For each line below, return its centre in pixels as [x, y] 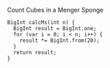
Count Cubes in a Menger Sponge [55, 10]
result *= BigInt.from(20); [59, 41]
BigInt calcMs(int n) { [41, 23]
